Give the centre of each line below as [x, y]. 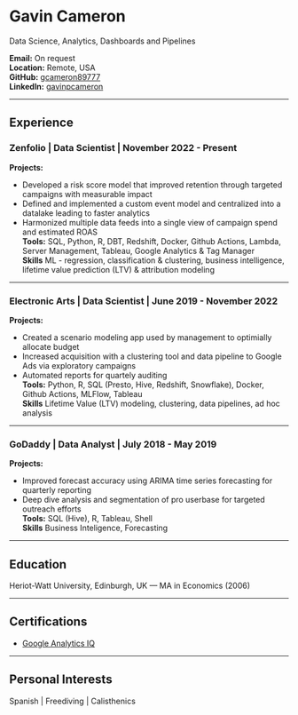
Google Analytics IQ [59, 643]
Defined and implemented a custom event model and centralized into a [151, 203]
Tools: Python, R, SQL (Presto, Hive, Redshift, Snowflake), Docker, [143, 385]
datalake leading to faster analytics [86, 213]
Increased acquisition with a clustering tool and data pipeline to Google [152, 356]
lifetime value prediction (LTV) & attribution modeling [118, 269]
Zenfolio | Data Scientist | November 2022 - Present [123, 148]
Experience [41, 123]
